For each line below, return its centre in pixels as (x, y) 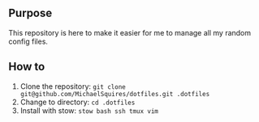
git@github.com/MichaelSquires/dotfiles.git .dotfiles (115, 94)
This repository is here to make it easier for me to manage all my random (130, 32)
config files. (28, 41)
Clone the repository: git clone (73, 86)
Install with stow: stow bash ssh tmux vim (89, 110)
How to (27, 67)
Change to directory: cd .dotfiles (78, 102)
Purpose (30, 13)
